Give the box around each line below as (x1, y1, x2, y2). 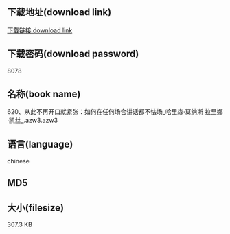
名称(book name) (7, 89, 81, 100)
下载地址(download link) (7, 6, 112, 19)
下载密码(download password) (7, 48, 139, 60)
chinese (7, 157, 30, 165)
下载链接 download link (7, 26, 73, 34)
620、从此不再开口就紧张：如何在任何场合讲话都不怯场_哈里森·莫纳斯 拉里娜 (7, 108, 223, 116)
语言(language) (7, 138, 73, 150)
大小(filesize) (7, 202, 64, 214)
